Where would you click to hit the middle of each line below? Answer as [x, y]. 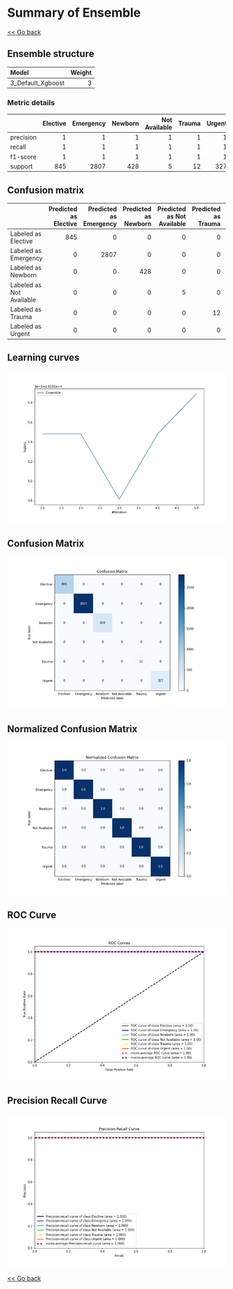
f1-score [23, 156]
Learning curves [43, 357]
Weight [81, 73]
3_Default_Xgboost [37, 83]
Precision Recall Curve [57, 1101]
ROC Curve [32, 915]
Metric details [31, 102]
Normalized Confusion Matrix [72, 729]
